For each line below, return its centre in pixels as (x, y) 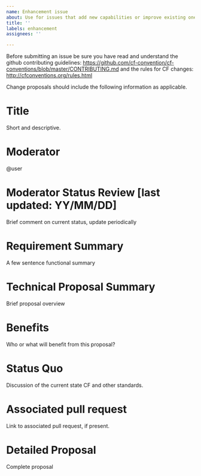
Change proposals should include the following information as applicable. (97, 87)
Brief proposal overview (36, 304)
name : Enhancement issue (37, 12)
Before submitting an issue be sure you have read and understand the (92, 56)
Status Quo (35, 368)
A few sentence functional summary (51, 263)
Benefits (28, 328)
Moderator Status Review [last (83, 193)
